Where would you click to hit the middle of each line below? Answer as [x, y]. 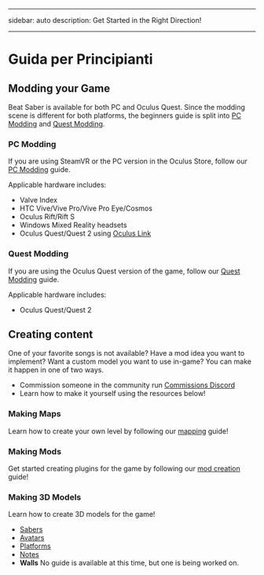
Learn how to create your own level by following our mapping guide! [118, 431]
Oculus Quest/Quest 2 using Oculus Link [85, 233]
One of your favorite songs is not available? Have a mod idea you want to [126, 353]
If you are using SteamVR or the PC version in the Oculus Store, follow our [128, 161]
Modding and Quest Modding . [57, 124]
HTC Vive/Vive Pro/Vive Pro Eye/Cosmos [86, 208]
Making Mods [35, 451]
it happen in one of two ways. [56, 370]
